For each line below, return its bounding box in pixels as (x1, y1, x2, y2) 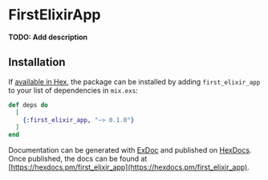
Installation (8, 55, 66, 69)
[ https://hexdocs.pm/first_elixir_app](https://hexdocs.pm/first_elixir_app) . (8, 162, 250, 172)
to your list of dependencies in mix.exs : (8, 85, 138, 95)
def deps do (8, 100, 48, 109)
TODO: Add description (8, 32, 88, 42)
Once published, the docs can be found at (8, 154, 148, 164)
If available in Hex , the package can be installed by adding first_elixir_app (8, 76, 261, 86)
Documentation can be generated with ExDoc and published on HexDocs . (8, 145, 252, 155)
